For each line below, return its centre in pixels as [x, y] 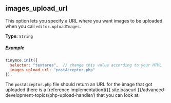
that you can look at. [118, 95]
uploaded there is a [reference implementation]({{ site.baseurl [71, 90]
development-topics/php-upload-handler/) [51, 95]
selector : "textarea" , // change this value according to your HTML [86, 65]
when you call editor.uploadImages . [43, 26]
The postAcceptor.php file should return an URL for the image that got [79, 85]
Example [15, 48]
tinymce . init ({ [22, 60]
